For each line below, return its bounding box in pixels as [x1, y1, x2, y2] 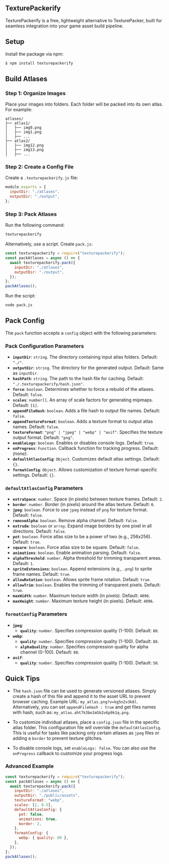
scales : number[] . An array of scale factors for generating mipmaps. [12, 397, 153, 403]
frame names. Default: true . [12, 571, 71, 577]
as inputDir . [12, 370, 39, 376]
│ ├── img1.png [5, 130, 42, 135]
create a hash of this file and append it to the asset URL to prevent [12, 693, 150, 699]
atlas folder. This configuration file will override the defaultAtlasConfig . [12, 724, 161, 730]
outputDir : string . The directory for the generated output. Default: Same [12, 365, 164, 371]
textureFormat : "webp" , [14, 798, 65, 803]
